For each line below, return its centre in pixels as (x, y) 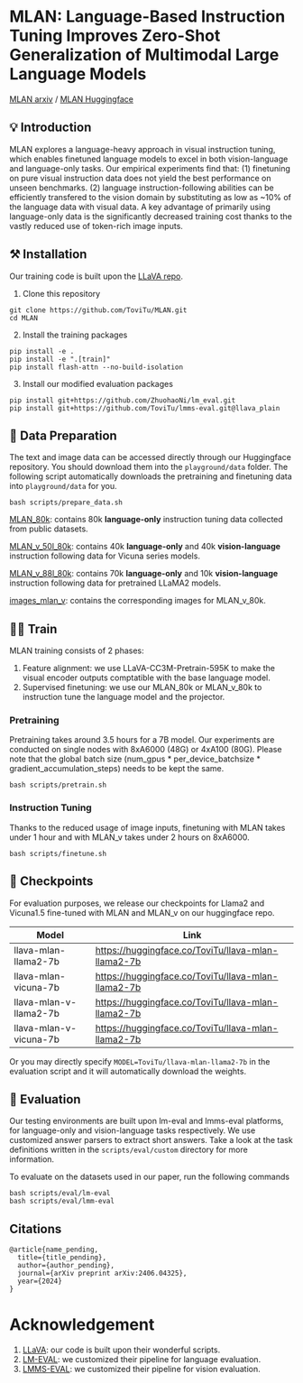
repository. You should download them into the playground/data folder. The (149, 467)
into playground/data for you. (63, 486)
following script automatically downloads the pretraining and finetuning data (151, 476)
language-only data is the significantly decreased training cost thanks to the (151, 216)
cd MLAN (24, 318)
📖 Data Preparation (63, 435)
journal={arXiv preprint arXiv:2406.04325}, (102, 1274)
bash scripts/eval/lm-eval (60, 1194)
